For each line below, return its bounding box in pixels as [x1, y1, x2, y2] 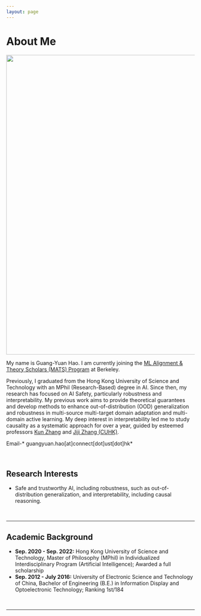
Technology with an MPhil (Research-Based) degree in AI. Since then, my [6, 384, 187, 391]
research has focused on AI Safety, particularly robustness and [6, 390, 162, 397]
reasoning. [14, 497, 42, 505]
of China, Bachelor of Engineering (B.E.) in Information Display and [14, 579, 179, 587]
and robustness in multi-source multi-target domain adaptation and [6, 409, 172, 416]
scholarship [14, 567, 44, 574]
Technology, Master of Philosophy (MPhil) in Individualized [14, 554, 160, 561]
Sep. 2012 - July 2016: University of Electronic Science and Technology [14, 573, 193, 581]
